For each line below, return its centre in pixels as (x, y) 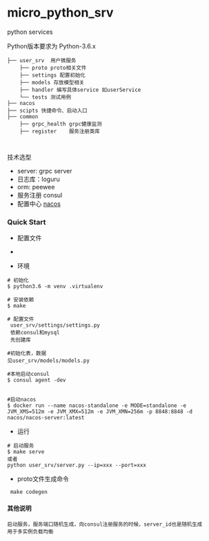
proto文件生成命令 (43, 479)
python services (30, 32)
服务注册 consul (40, 195)
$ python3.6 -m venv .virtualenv (55, 287)
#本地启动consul (28, 374)
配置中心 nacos (39, 203)
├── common (23, 116)
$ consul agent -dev (37, 380)
